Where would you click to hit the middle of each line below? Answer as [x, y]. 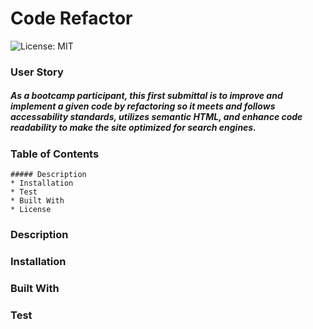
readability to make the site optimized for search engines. [133, 128]
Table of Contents [55, 154]
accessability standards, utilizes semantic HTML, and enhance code [156, 117]
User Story [37, 72]
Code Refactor [71, 18]
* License [31, 210]
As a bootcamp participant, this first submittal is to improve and [146, 96]
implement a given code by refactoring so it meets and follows [143, 106]
